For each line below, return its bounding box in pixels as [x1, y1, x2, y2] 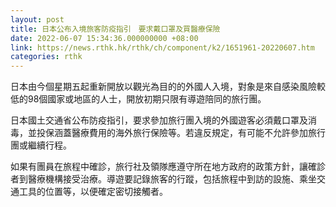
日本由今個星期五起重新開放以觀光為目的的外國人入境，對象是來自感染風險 [10, 81, 317, 93]
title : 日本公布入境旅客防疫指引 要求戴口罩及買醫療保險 [10, 24, 221, 34]
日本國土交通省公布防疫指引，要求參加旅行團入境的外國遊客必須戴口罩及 [10, 114, 308, 126]
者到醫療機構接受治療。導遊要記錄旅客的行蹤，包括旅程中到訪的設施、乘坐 [10, 173, 317, 185]
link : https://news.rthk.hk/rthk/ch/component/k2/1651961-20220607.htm [10, 42, 315, 53]
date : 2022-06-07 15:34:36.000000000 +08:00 [10, 33, 199, 43]
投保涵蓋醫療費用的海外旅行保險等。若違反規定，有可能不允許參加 [36, 127, 308, 139]
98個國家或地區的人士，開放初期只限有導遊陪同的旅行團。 [27, 93, 267, 105]
